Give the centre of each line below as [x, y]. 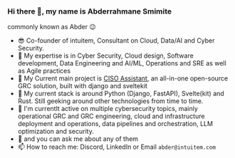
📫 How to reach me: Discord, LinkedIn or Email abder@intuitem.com [116, 147]
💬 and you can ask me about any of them [78, 139]
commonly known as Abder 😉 [52, 27]
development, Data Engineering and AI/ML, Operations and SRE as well [122, 63]
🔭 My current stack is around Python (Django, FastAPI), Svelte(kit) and [121, 94]
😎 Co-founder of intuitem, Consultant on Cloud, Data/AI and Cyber [116, 41]
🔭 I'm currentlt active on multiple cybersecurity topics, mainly [108, 109]
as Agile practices [44, 71]
